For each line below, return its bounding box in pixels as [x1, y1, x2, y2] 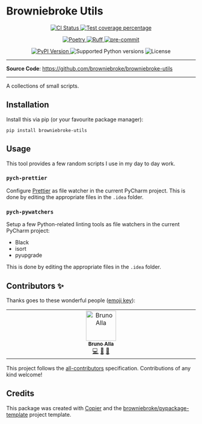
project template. [29, 411, 72, 418]
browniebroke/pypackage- [123, 404, 189, 411]
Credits [6, 388, 35, 399]
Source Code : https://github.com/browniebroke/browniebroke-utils [6, 65, 173, 72]
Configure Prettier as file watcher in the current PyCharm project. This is [6, 187, 186, 194]
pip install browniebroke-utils [6, 127, 87, 133]
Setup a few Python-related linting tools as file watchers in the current [6, 221, 180, 228]
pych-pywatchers [6, 208, 54, 215]
